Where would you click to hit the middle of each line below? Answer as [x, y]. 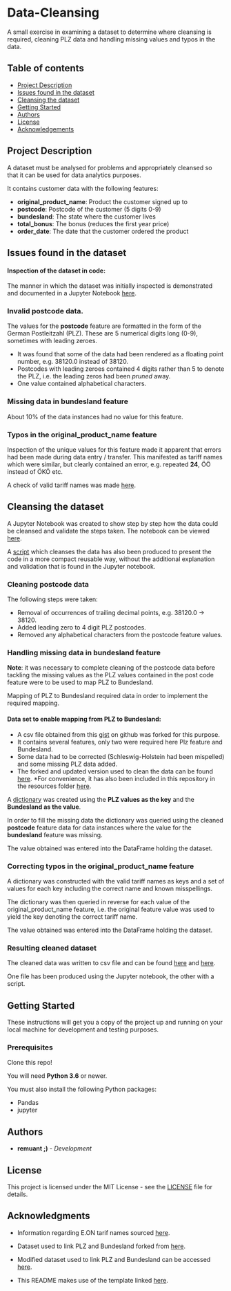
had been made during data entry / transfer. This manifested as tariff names [115, 457]
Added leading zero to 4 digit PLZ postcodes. [81, 628]
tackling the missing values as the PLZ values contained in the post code [110, 675]
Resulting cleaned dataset [52, 948]
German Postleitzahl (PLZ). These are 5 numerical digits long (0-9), [103, 333]
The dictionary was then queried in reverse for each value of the [99, 901]
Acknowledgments [49, 1216]
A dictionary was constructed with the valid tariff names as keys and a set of [116, 881]
